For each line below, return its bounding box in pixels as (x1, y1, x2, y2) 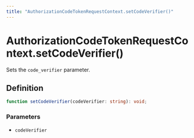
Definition (6, 83, 43, 93)
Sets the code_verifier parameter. (6, 66, 91, 73)
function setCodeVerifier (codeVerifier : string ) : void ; (6, 98, 147, 105)
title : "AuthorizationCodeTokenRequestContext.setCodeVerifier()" (6, 8, 174, 15)
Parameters (6, 113, 40, 121)
